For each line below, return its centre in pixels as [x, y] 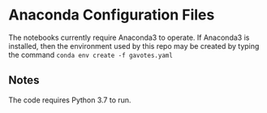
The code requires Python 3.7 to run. [70, 100]
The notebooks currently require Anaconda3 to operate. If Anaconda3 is [129, 37]
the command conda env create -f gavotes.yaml [90, 54]
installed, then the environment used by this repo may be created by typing [134, 46]
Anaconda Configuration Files [112, 15]
